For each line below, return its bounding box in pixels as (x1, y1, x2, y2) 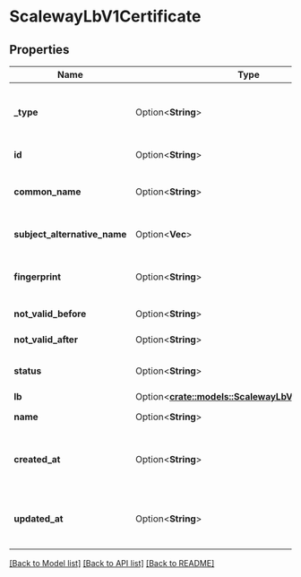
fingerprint (13, 271, 61, 283)
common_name (13, 185, 82, 198)
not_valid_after (13, 333, 79, 346)
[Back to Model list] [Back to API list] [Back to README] (9, 558, 215, 568)
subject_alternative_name (13, 228, 127, 240)
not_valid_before (13, 307, 87, 320)
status (13, 365, 42, 377)
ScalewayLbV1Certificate (9, 6, 202, 27)
